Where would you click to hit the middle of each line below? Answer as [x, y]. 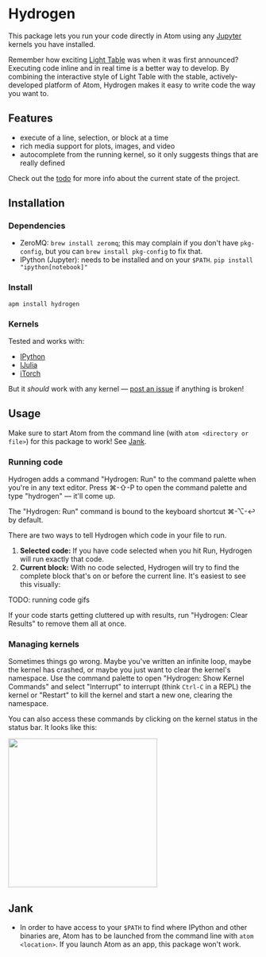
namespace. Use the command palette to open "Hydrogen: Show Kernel [126, 678]
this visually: [40, 585]
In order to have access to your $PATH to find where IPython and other [133, 928]
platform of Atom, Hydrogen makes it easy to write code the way [150, 85]
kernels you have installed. [52, 44]
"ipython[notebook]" [54, 268]
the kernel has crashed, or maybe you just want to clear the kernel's [120, 670]
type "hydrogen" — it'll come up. [62, 496]
